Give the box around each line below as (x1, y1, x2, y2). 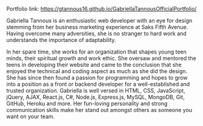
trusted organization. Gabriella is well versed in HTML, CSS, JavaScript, (6, 87, 185, 94)
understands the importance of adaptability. (6, 37, 117, 43)
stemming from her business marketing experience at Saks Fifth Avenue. (6, 24, 188, 30)
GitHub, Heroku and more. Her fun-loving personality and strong (6, 100, 168, 107)
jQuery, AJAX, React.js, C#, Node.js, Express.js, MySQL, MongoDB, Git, (6, 94, 185, 100)
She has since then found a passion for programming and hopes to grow (6, 74, 188, 81)
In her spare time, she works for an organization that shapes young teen (6, 48, 187, 55)
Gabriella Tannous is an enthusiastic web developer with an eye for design (6, 17, 193, 24)
